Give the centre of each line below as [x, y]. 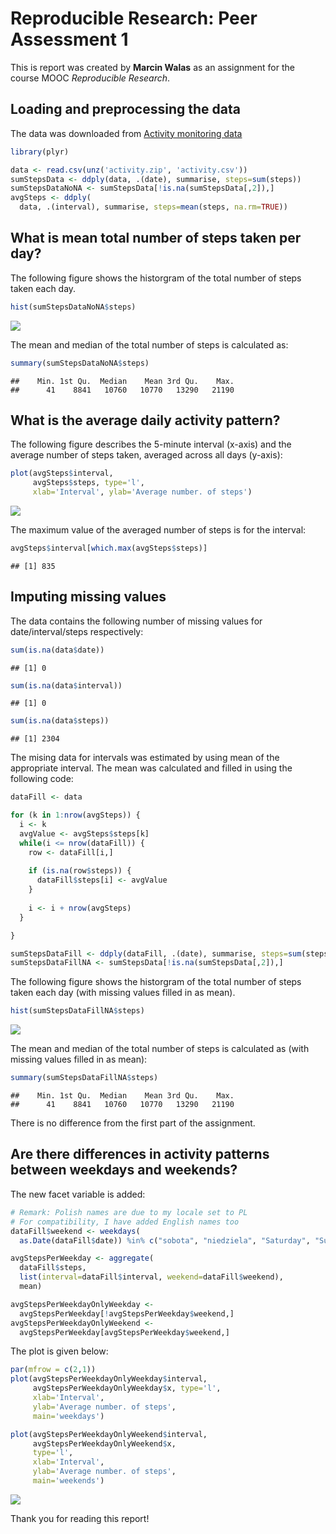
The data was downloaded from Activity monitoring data [126, 133]
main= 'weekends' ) [68, 1481]
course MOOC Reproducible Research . [90, 78]
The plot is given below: [59, 1351]
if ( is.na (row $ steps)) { [80, 871]
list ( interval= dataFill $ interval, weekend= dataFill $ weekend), [151, 1277]
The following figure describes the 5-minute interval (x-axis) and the [151, 444]
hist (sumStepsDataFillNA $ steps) [77, 1011]
